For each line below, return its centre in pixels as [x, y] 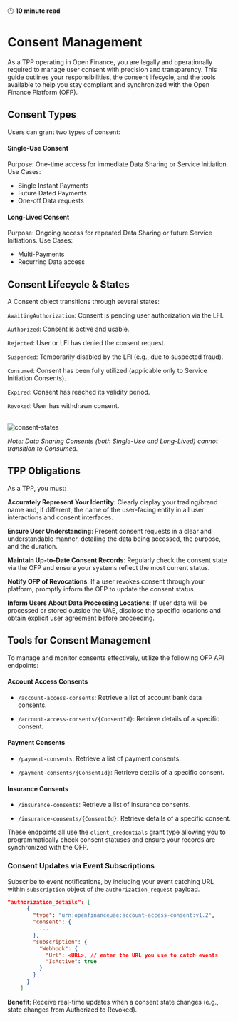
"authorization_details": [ [49, 902]
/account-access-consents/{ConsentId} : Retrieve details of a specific [119, 718]
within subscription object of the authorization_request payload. [104, 889]
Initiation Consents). [37, 378]
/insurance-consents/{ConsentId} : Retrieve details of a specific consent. [124, 818]
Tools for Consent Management [79, 640]
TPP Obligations [44, 471]
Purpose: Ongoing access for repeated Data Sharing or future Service [110, 233]
